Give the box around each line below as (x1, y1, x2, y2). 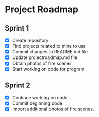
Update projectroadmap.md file (12, 54, 78, 61)
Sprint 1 (5, 24, 29, 33)
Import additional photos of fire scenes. (12, 106, 94, 112)
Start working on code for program (12, 66, 85, 72)
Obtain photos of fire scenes (12, 60, 72, 67)
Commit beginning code (12, 100, 63, 106)
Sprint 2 (5, 81, 31, 90)
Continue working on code (12, 95, 68, 101)
